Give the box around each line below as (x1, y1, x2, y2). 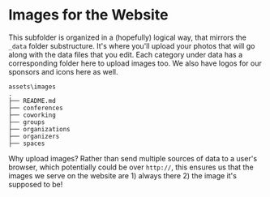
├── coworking (8, 111, 57, 119)
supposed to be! (8, 179, 63, 189)
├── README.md (8, 96, 57, 105)
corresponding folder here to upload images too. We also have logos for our (8, 58, 262, 68)
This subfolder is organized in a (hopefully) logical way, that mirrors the (8, 32, 247, 42)
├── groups (8, 118, 45, 126)
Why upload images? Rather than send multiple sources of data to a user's (8, 153, 258, 163)
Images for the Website (8, 6, 169, 24)
